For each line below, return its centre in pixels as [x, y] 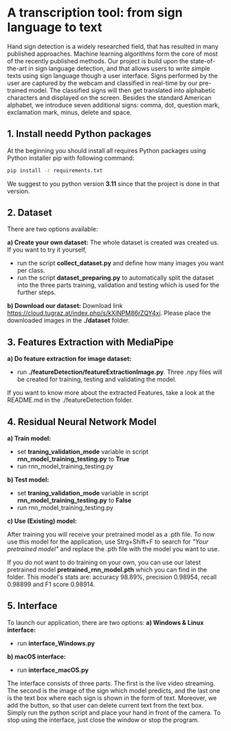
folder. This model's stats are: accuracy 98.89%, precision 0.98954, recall [112, 577]
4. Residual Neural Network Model [82, 422]
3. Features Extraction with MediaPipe [90, 342]
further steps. [36, 292]
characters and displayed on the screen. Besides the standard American [109, 97]
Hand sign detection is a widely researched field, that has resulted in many [113, 46]
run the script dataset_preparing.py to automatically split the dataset [115, 278]
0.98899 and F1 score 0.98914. [51, 584]
